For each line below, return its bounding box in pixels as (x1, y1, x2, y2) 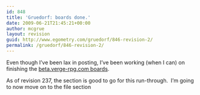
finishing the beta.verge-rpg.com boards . (6, 65, 110, 72)
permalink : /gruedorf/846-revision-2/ (6, 43, 104, 49)
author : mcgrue (6, 25, 45, 32)
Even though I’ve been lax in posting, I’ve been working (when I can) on (6, 58, 185, 66)
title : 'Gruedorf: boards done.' (6, 14, 91, 20)
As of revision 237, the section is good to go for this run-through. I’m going (6, 76, 194, 84)
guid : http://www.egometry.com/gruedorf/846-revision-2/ (6, 37, 153, 43)
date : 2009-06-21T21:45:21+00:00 (6, 20, 91, 26)
